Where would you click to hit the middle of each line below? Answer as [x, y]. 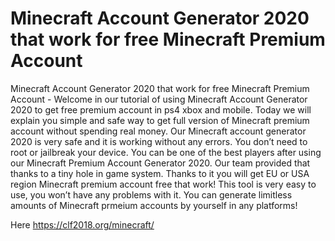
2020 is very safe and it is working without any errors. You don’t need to [159, 141]
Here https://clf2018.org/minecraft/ [82, 224]
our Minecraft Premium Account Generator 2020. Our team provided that [160, 163]
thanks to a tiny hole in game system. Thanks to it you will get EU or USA [160, 173]
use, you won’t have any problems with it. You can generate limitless [151, 194]
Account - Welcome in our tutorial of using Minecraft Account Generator [159, 99]
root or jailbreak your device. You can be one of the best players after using [166, 152]
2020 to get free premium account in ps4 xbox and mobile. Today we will [161, 109]
